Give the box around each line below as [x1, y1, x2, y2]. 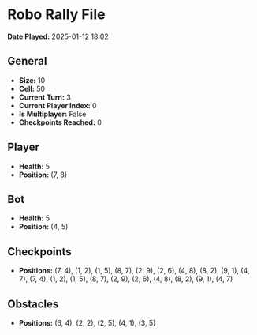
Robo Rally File [7, 6, 106, 24]
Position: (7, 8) [18, 170, 68, 179]
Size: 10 [18, 75, 45, 85]
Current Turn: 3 [18, 92, 72, 102]
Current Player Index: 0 [18, 100, 97, 110]
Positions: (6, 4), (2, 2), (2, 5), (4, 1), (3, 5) [18, 318, 156, 327]
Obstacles [7, 297, 59, 311]
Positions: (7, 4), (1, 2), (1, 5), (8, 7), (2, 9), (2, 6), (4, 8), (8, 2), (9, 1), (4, [18, 266, 250, 276]
